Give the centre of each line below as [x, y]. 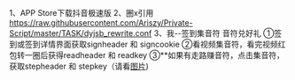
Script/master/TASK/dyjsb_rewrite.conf [81, 33]
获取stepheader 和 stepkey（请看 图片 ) [79, 66]
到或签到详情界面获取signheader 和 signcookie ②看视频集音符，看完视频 [144, 44]
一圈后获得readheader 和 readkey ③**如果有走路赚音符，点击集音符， [155, 55]
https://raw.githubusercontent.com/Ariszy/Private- [101, 23]
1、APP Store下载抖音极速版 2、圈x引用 [82, 13]
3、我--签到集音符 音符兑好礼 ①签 [218, 33]
